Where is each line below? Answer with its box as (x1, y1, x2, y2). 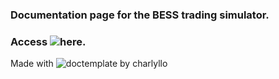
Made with (10, 58, 54, 70)
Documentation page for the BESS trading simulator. (10, 8, 270, 22)
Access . (10, 34, 87, 48)
